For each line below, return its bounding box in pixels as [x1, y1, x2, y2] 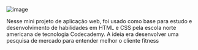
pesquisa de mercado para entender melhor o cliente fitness [6, 37, 159, 44]
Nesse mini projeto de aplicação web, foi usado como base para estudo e [6, 18, 192, 24]
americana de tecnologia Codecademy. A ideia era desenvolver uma [6, 30, 179, 38]
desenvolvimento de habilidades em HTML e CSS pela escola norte [6, 24, 177, 31]
